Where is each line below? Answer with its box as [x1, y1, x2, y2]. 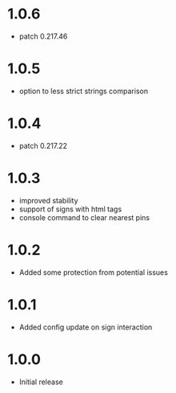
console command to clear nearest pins [18, 212, 150, 222]
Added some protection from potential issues [18, 267, 169, 277]
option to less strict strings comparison [18, 86, 149, 96]
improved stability [18, 195, 78, 205]
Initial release [18, 377, 63, 387]
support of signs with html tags [18, 204, 122, 214]
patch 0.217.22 [18, 141, 68, 150]
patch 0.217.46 [18, 31, 68, 41]
